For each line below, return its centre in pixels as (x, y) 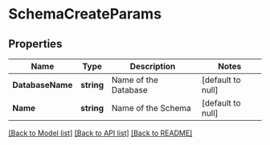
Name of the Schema (151, 108)
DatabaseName (43, 85)
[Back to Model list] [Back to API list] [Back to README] (100, 133)
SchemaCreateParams (85, 14)
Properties (35, 44)
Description (153, 66)
